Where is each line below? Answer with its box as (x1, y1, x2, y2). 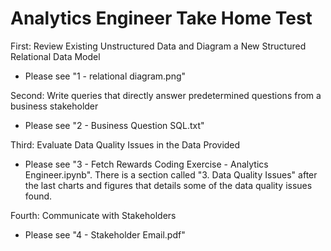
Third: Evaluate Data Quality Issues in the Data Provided (10, 138, 241, 151)
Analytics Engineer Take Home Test (10, 7, 313, 30)
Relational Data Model (10, 50, 101, 62)
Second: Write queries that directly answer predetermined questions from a (10, 89, 322, 101)
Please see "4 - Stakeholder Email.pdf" (24, 228, 186, 241)
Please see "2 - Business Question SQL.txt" (24, 119, 205, 131)
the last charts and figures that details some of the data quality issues (24, 179, 313, 191)
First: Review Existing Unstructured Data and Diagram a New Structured (10, 40, 307, 52)
